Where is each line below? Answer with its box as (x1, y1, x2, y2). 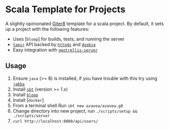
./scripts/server (12, 113, 50, 118)
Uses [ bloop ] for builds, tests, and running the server (12, 36, 125, 42)
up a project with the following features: (5, 26, 90, 32)
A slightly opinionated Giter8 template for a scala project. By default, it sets (5, 20, 164, 27)
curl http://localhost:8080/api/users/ (12, 119, 99, 124)
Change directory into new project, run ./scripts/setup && (12, 107, 138, 114)
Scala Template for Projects (5, 4, 126, 15)
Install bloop (12, 91, 39, 98)
